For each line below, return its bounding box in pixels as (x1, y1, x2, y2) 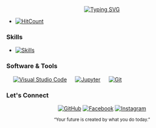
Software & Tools (6, 62, 58, 70)
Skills (6, 32, 23, 41)
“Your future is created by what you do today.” (53, 116, 151, 123)
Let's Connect (6, 91, 49, 99)
